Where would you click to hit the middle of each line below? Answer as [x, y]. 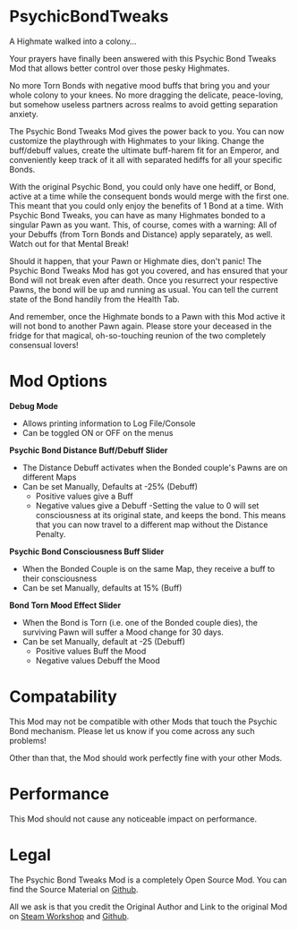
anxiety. [24, 114]
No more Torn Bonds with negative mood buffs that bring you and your [140, 85]
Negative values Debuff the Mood [98, 661]
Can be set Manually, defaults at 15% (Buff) [102, 587]
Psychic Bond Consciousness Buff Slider [87, 551]
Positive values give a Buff [84, 496]
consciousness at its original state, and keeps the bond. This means [161, 515]
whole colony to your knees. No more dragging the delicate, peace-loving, [146, 95]
